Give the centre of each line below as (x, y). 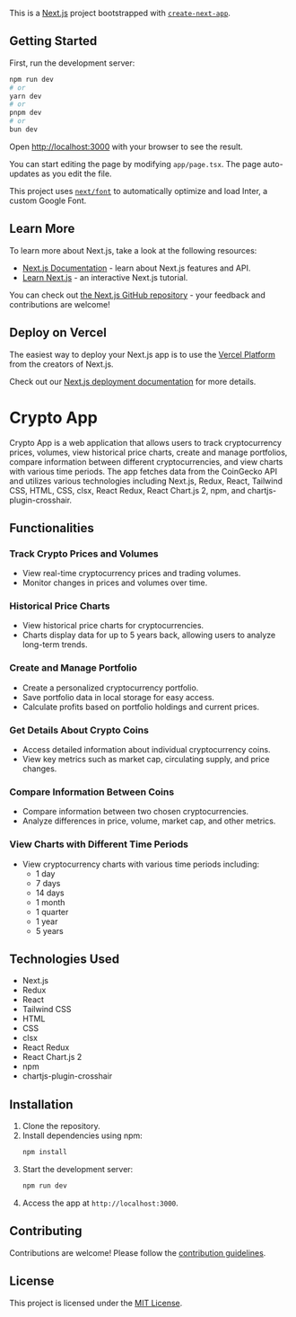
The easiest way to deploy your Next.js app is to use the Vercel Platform (143, 354)
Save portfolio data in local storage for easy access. (118, 697)
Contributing (46, 1231)
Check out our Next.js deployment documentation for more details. (133, 381)
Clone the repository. (61, 1126)
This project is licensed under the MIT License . (96, 1303)
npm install (44, 1152)
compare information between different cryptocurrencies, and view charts (146, 461)
